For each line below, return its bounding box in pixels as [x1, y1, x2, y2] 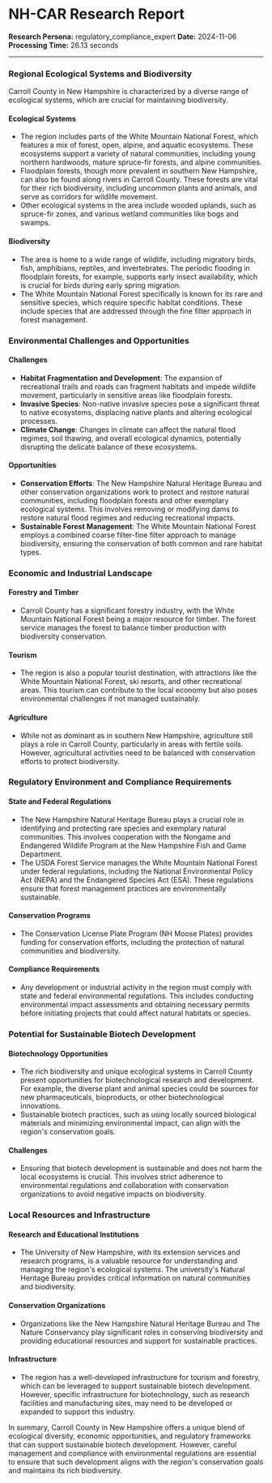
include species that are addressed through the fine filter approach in [19, 306, 253, 316]
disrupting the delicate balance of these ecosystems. [19, 442, 198, 451]
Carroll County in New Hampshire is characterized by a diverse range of [8, 87, 249, 96]
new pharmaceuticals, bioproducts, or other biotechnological [19, 1092, 224, 1102]
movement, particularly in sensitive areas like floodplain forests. [19, 390, 233, 400]
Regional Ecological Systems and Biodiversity [8, 68, 193, 79]
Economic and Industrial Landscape [8, 567, 152, 579]
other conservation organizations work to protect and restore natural [19, 487, 249, 497]
